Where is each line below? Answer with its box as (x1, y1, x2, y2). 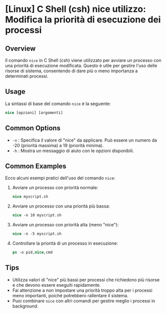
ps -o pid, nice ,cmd (12, 250, 53, 255)
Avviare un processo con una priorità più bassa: (12, 203, 110, 209)
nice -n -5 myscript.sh (12, 231, 62, 236)
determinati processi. (5, 73, 49, 79)
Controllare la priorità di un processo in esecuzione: (12, 240, 118, 246)
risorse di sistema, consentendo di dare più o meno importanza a (5, 68, 138, 74)
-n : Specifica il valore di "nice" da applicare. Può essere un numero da (12, 137, 157, 143)
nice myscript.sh (12, 194, 49, 199)
